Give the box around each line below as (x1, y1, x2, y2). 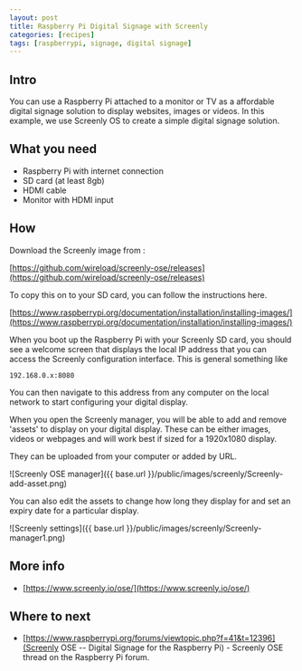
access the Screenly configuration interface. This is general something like (9, 353, 288, 364)
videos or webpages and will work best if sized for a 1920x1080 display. (9, 433, 278, 444)
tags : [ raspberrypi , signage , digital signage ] (9, 38, 193, 48)
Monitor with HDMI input (22, 194, 115, 205)
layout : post (9, 13, 59, 23)
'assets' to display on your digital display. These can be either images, (9, 423, 271, 435)
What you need (9, 141, 98, 157)
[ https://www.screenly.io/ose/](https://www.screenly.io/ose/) (22, 582, 250, 593)
